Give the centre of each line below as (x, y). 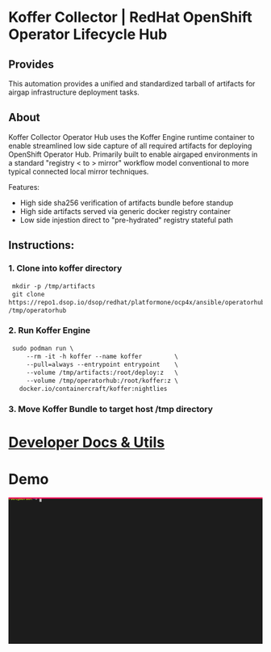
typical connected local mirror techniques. (79, 171)
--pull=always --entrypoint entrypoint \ (102, 364)
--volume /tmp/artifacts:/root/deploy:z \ (102, 372)
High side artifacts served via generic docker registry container (125, 211)
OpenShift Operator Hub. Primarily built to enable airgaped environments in (133, 154)
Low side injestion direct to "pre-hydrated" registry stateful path (127, 220)
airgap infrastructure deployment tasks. (74, 92)
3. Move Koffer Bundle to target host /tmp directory (111, 409)
